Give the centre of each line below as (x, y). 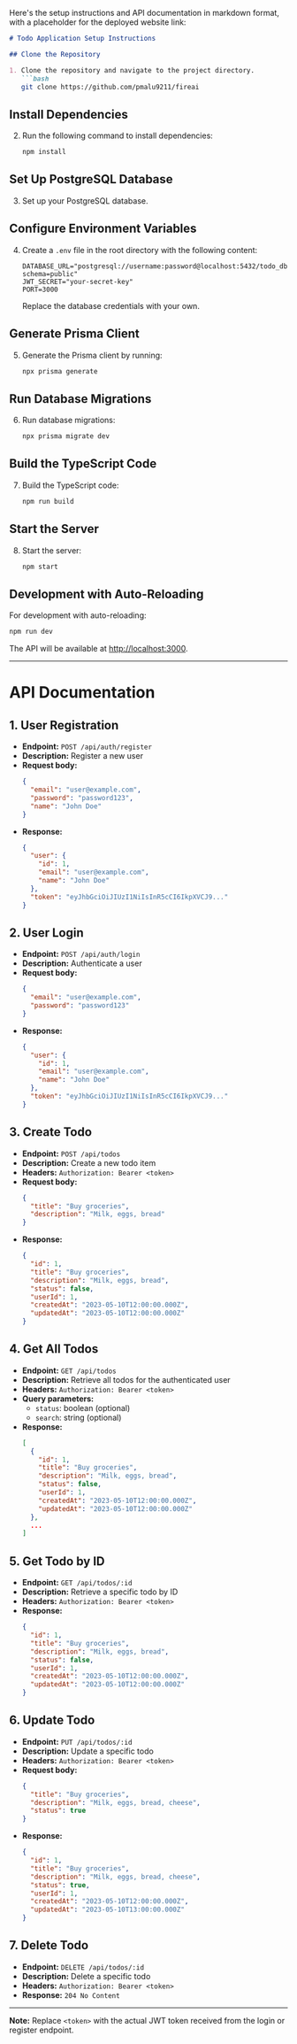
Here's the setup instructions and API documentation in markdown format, (145, 13)
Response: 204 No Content (71, 1994)
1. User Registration (64, 725)
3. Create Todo (51, 1132)
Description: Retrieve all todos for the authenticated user (126, 1379)
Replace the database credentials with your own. (111, 305)
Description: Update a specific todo (88, 1751)
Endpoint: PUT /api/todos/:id (77, 1741)
